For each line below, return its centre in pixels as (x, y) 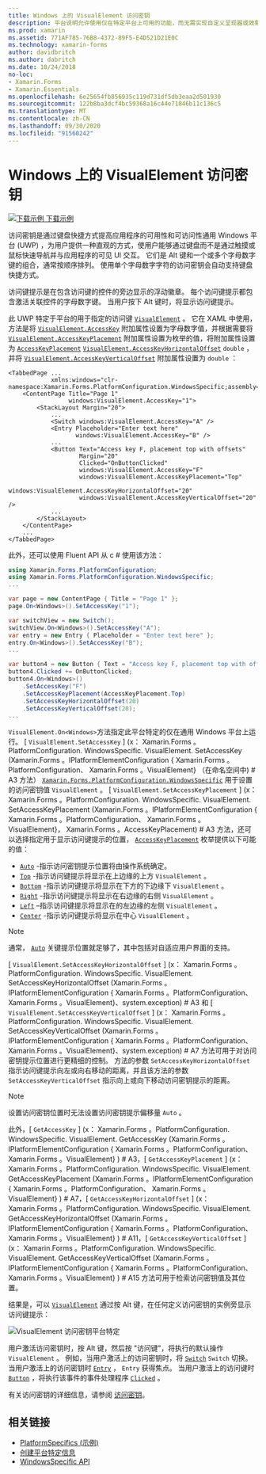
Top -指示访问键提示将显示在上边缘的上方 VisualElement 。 (115, 876)
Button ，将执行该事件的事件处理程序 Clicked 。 (86, 1378)
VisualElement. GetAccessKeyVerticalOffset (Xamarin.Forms (106, 1258)
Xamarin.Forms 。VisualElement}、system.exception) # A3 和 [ (111, 1003)
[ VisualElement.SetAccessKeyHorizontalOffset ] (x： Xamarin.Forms (120, 965)
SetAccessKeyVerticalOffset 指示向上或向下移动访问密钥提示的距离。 (122, 1080)
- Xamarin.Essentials (44, 89)
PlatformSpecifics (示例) (59, 1443)
